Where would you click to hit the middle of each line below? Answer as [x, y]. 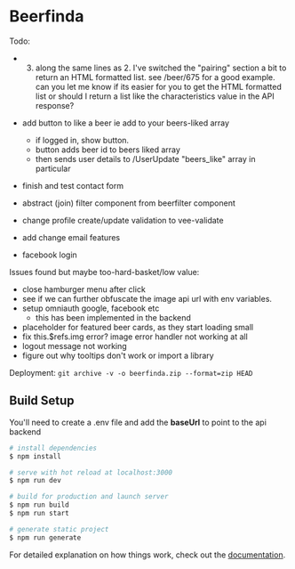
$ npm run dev [36, 481]
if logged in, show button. [82, 140]
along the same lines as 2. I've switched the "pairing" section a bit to [161, 68]
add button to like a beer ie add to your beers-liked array [125, 123]
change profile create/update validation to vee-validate [123, 220]
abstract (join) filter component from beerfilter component [128, 203]
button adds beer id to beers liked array [108, 150]
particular [53, 168]
